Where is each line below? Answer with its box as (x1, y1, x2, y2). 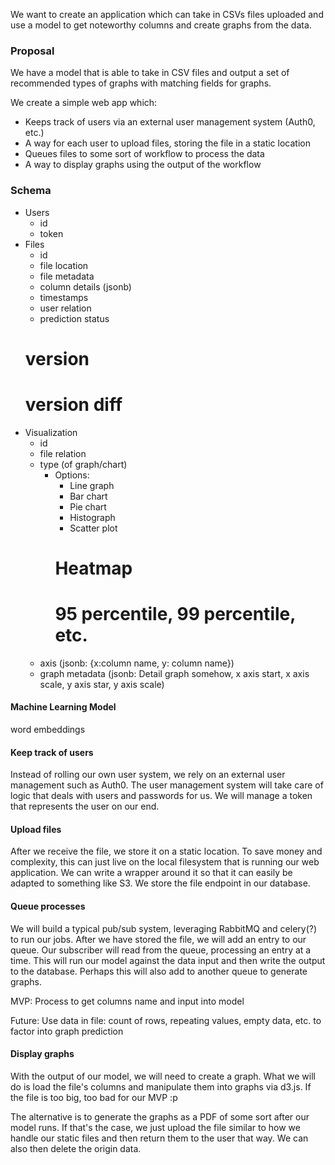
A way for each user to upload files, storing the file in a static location (24, 137, 311, 149)
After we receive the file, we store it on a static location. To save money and (10, 845, 323, 858)
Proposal (10, 44, 55, 58)
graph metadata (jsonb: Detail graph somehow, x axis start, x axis (39, 667, 310, 679)
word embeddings (10, 724, 86, 736)
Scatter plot (69, 522, 118, 534)
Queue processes (10, 900, 86, 913)
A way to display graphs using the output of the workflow (24, 159, 262, 171)
